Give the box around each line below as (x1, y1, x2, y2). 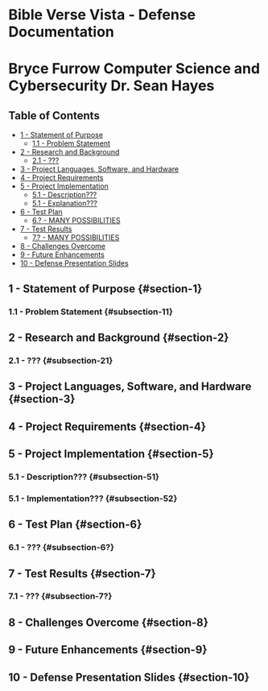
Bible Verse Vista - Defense (8, 6, 196, 24)
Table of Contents (8, 109, 101, 122)
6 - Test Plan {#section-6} (8, 518, 142, 532)
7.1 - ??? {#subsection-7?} (8, 590, 113, 602)
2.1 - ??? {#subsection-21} (8, 354, 113, 366)
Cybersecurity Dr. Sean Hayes (8, 77, 215, 95)
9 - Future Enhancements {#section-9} (8, 643, 208, 657)
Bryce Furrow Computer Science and (8, 60, 260, 78)
